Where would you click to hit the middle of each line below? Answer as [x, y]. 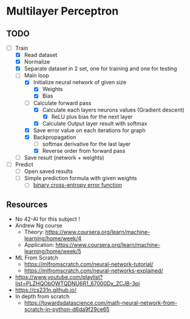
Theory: [34, 232]
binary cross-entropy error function [78, 185]
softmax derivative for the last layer [87, 144]
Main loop [37, 76]
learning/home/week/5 [53, 251]
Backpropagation [55, 137]
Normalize [37, 62]
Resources [27, 204]
